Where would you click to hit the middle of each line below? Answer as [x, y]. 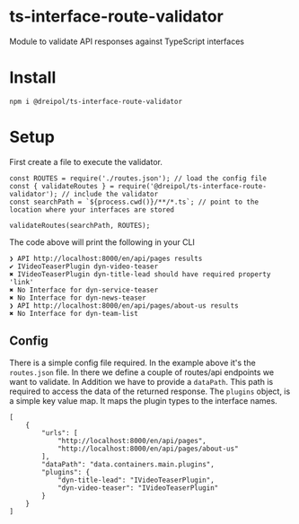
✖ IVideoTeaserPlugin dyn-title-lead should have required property [140, 274]
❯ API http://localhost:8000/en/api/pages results [106, 258]
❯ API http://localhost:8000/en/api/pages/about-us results [124, 306]
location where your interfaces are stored [92, 210]
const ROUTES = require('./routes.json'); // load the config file [138, 178]
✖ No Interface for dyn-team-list [74, 313]
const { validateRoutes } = [62, 186]
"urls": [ [60, 432]
